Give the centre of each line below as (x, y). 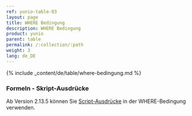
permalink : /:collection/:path (45, 45)
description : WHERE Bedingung (44, 28)
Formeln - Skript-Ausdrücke (48, 88)
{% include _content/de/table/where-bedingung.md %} (74, 73)
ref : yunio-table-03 (32, 12)
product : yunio (25, 34)
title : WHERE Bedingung (36, 23)
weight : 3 (18, 51)
